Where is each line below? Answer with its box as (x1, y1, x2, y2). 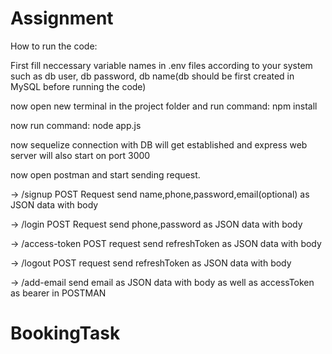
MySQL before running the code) (10, 80, 147, 92)
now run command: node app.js (10, 119, 142, 131)
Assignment (10, 7, 114, 30)
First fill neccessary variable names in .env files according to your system (10, 59, 313, 71)
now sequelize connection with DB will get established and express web (10, 138, 308, 151)
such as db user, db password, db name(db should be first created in (10, 70, 295, 82)
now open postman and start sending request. (10, 168, 201, 181)
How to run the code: (10, 40, 98, 52)
